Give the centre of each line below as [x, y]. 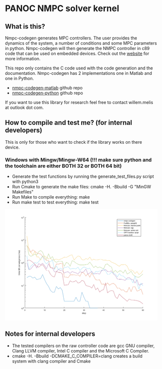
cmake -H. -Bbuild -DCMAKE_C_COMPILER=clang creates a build [77, 356]
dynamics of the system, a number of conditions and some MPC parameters [81, 43]
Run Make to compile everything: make [51, 197]
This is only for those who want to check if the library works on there [74, 142]
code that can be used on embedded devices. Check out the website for [77, 53]
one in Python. [19, 78]
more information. [23, 59]
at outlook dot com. [24, 108]
